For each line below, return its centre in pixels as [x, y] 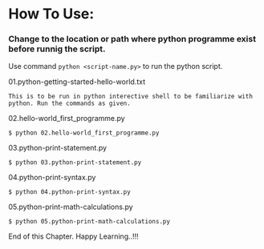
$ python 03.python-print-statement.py [75, 163]
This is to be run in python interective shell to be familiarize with [130, 97]
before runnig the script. [57, 49]
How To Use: [51, 14]
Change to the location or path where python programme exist [132, 39]
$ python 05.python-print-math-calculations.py [89, 222]
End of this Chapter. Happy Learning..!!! [73, 236]
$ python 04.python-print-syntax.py [69, 192]
